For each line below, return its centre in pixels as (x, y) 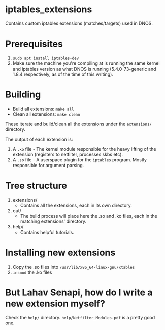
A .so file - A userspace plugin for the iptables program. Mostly (80, 160)
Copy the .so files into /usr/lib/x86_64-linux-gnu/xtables (74, 267)
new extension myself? (55, 303)
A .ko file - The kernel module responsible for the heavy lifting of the (84, 149)
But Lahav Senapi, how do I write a (79, 292)
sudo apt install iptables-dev (46, 58)
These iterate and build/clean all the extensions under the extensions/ (79, 124)
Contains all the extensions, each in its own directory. (76, 205)
